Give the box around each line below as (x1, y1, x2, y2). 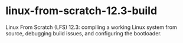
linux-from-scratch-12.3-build (5, 4, 158, 18)
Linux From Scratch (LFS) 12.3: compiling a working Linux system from (5, 24, 178, 31)
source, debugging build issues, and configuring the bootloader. (5, 29, 162, 37)
